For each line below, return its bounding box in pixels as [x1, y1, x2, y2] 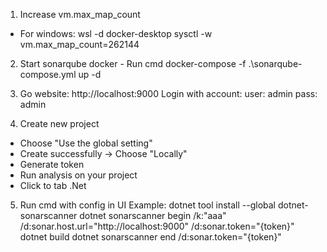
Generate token [19, 159, 85, 170]
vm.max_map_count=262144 [19, 39, 140, 50]
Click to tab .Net [19, 180, 87, 191]
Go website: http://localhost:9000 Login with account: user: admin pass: [19, 88, 318, 99]
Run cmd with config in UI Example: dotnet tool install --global [19, 199, 277, 211]
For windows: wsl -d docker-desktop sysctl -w [19, 28, 213, 39]
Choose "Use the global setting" [19, 137, 153, 149]
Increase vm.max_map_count [19, 9, 141, 20]
